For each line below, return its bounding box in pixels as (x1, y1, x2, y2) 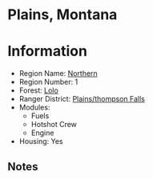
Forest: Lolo (18, 86, 59, 95)
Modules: (18, 102, 50, 113)
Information (7, 42, 87, 61)
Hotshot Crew (30, 120, 78, 129)
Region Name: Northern (18, 69, 98, 78)
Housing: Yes (18, 137, 63, 146)
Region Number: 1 (18, 78, 79, 87)
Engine (30, 128, 54, 137)
